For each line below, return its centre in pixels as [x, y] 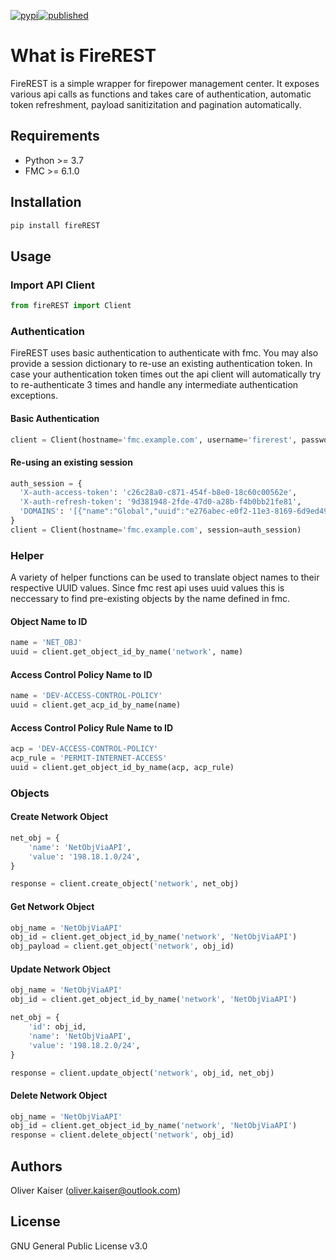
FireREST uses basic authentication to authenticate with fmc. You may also [164, 353]
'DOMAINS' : [42, 511]
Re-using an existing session [71, 462]
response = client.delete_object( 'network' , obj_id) [122, 1135]
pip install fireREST [55, 225]
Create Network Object [59, 817]
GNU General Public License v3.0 [79, 1246]
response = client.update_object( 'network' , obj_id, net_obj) [142, 1073]
